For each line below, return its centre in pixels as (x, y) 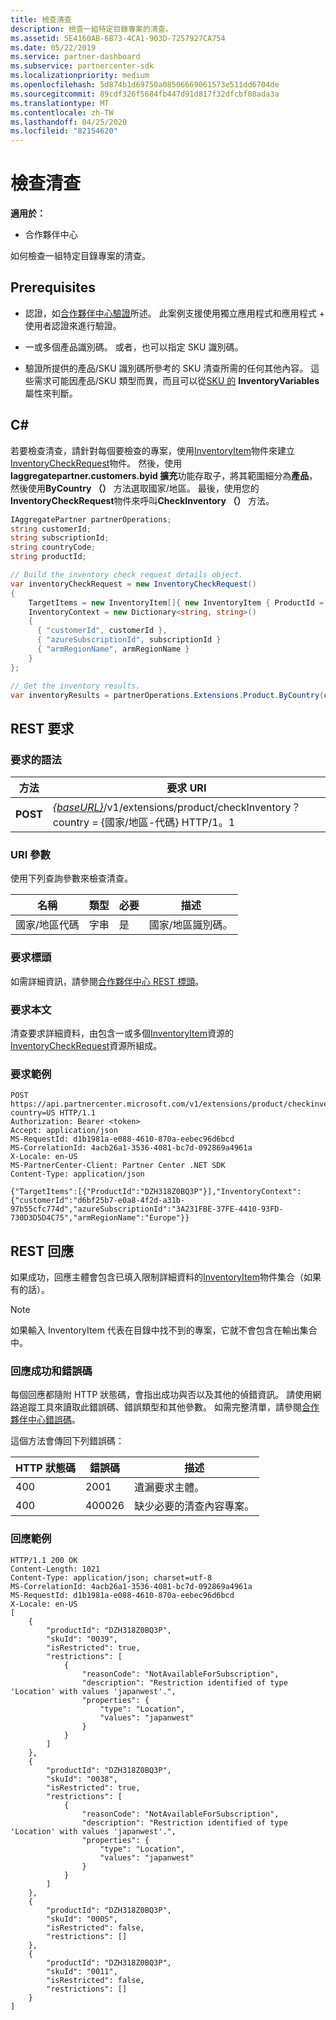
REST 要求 (42, 728)
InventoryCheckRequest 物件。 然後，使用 (96, 463)
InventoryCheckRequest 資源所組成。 (86, 1046)
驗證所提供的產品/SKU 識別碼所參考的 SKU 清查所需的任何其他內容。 (166, 368)
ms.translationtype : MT (60, 103)
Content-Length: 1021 (55, 1569)
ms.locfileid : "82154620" (64, 131)
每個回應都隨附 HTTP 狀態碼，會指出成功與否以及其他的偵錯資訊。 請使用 (161, 1395)
